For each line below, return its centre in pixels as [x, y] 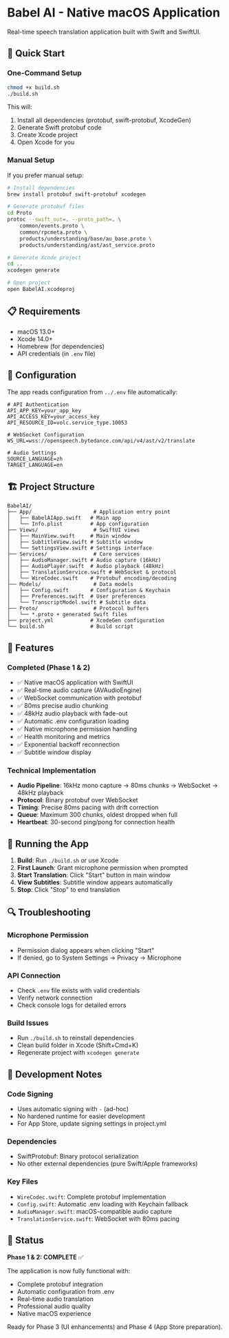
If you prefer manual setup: [45, 175]
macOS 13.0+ [36, 332]
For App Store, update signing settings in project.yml [92, 1124]
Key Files [23, 1182]
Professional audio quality [54, 1306]
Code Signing [30, 1094]
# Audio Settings [32, 453]
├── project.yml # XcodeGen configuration [86, 621]
